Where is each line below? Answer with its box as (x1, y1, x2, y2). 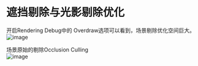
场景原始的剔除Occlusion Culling (6, 46, 89, 53)
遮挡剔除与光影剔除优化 (6, 5, 125, 19)
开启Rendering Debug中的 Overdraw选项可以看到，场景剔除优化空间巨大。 (6, 27, 195, 34)
